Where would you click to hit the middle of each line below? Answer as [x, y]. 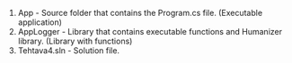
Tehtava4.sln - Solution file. [68, 51]
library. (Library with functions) [75, 41]
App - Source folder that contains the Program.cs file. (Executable [140, 13]
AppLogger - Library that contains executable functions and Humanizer [150, 31]
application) [40, 22]
